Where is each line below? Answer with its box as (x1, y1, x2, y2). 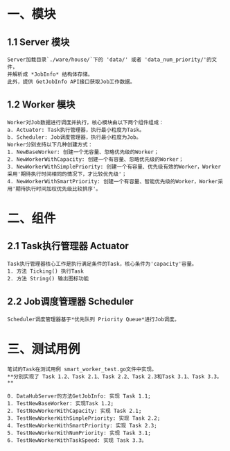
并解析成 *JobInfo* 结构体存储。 (7, 71, 94, 78)
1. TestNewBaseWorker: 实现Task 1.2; (7, 400, 114, 407)
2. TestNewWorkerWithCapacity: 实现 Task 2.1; (7, 407, 142, 414)
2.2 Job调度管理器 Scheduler (7, 296, 134, 307)
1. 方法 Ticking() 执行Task (7, 268, 85, 275)
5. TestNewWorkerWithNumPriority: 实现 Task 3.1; (7, 429, 151, 436)
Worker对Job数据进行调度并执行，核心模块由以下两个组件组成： (7, 119, 164, 126)
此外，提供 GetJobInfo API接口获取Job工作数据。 (7, 78, 136, 85)
